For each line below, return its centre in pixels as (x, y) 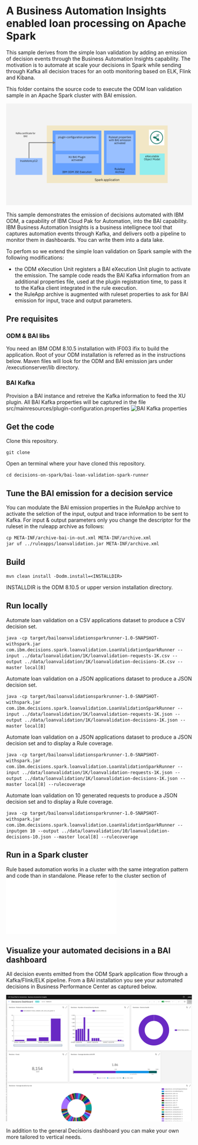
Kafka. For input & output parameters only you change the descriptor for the (98, 520)
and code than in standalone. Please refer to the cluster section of (86, 875)
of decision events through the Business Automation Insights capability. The (98, 59)
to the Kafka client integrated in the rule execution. (76, 287)
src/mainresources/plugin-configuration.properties (68, 408)
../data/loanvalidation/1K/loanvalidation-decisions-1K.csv (100, 662)
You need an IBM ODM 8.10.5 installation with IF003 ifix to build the (88, 349)
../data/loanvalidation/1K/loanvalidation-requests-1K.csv (95, 656)
